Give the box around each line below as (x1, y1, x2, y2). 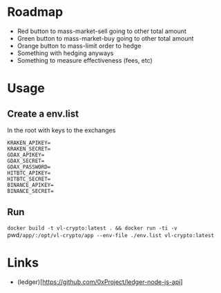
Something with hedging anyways (17, 49, 114, 57)
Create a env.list (7, 108, 79, 119)
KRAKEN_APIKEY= (7, 139, 51, 146)
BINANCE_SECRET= (7, 188, 54, 194)
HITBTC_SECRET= (7, 175, 51, 183)
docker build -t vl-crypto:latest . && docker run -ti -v (7, 225, 177, 232)
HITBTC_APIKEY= (7, 170, 51, 176)
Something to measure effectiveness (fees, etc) (17, 56, 153, 64)
